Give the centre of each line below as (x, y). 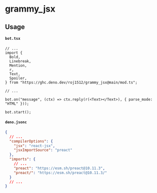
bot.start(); (18, 112)
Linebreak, (20, 61)
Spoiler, (18, 78)
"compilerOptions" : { (31, 141)
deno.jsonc (16, 122)
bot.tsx (13, 39)
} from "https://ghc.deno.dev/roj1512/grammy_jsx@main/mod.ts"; (71, 82)
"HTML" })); (17, 104)
